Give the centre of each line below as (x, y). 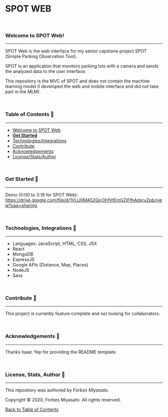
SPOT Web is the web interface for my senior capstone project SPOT (76, 51)
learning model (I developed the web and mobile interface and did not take (82, 86)
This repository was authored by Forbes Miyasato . (57, 390)
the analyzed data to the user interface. (46, 71)
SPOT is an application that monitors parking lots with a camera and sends (82, 66)
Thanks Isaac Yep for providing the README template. (61, 352)
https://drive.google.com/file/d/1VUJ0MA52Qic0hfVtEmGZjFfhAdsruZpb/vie (84, 200)
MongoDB (23, 254)
